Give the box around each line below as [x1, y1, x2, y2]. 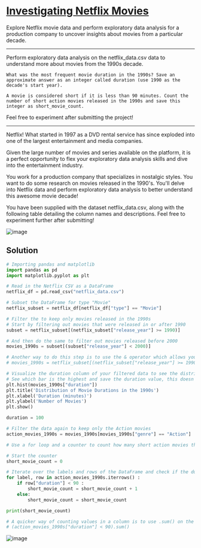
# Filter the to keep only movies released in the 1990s [6, 316, 151, 322]
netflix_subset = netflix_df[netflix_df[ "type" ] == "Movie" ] [6, 305, 162, 311]
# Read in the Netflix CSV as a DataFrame [6, 283, 114, 290]
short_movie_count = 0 [6, 458, 63, 464]
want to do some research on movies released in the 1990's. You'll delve [6, 179, 185, 187]
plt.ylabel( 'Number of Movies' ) [6, 398, 87, 404]
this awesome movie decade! [6, 192, 79, 199]
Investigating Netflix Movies [6, 4, 149, 18]
